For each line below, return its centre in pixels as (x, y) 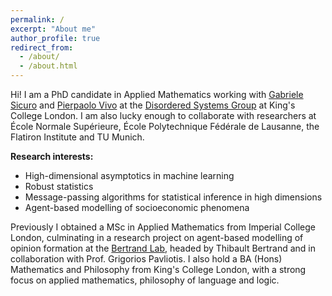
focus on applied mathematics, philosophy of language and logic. (145, 280)
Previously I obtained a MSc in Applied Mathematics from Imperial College (163, 227)
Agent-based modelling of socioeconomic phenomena (137, 207)
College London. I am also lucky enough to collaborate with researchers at (163, 115)
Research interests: (52, 156)
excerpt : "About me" (53, 29)
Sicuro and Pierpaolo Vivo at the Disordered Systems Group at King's (153, 105)
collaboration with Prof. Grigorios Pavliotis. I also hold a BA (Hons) (146, 259)
